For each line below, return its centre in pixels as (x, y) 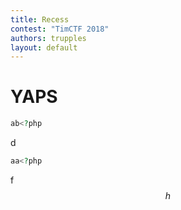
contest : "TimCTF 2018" (60, 29)
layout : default (44, 47)
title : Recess (40, 19)
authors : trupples (48, 38)
